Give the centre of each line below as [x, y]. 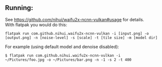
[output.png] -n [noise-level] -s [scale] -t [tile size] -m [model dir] [81, 38]
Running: [19, 8]
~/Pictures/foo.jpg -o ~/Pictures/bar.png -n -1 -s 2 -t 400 [68, 60]
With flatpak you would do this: [36, 25]
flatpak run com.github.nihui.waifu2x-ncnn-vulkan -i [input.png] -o [77, 33]
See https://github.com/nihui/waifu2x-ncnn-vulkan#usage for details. [75, 19]
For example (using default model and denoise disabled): [62, 47]
